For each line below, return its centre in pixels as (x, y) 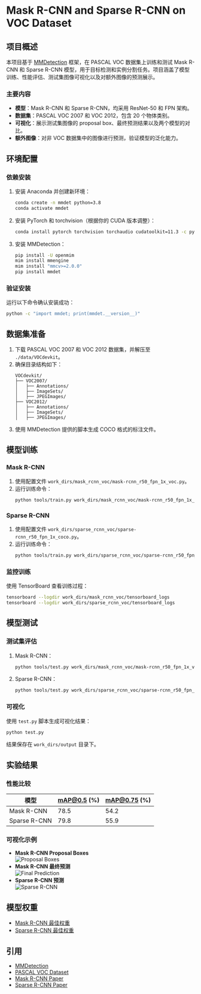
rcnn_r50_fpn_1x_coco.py (46, 537)
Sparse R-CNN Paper (41, 985)
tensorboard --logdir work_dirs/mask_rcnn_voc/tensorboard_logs (88, 597)
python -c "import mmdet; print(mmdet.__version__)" (73, 314)
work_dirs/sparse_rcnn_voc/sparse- (92, 530)
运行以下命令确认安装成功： (40, 302)
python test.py (25, 732)
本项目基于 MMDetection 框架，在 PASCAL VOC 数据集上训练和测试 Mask (97, 62)
